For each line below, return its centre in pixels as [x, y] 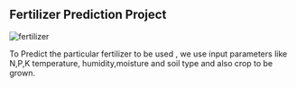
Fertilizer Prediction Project [88, 15]
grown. [23, 73]
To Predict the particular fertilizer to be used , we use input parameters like [148, 54]
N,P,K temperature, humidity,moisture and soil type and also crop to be [141, 63]
